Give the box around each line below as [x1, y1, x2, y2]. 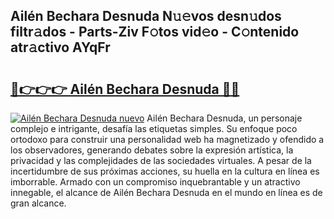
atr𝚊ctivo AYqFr [10, 39, 111, 56]
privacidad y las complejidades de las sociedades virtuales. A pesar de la [10, 155, 312, 166]
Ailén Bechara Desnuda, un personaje [146, 112, 303, 124]
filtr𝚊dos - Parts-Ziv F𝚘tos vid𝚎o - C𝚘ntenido [10, 24, 300, 41]
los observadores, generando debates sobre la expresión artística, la [10, 144, 294, 156]
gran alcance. [10, 197, 67, 209]
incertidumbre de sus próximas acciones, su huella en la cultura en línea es [10, 165, 320, 177]
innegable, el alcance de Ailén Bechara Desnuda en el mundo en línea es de [10, 187, 323, 198]
